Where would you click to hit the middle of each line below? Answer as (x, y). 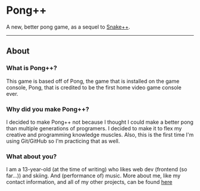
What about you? (32, 156)
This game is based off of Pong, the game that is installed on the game (93, 81)
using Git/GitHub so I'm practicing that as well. (63, 141)
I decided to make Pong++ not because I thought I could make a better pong (100, 122)
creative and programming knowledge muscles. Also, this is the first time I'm (100, 134)
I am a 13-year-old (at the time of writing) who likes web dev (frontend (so (97, 170)
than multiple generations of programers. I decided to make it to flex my (94, 128)
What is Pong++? (32, 68)
